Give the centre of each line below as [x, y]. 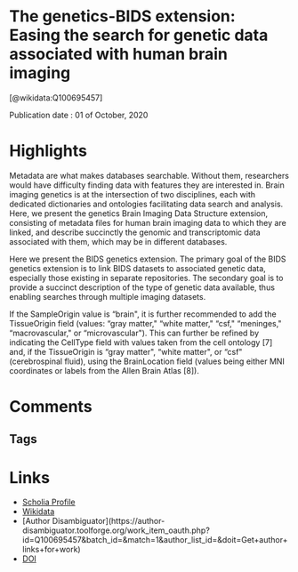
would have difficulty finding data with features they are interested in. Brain [147, 185]
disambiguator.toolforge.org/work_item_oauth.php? [116, 530]
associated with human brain [119, 54]
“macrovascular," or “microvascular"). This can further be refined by [134, 333]
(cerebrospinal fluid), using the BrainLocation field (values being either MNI [147, 361]
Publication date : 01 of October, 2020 [79, 115]
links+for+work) [52, 550]
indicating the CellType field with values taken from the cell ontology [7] [141, 342]
